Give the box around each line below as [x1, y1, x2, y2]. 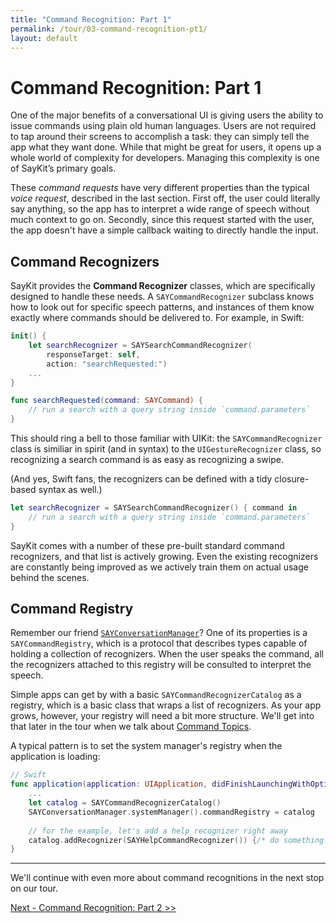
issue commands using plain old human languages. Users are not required [10, 120, 317, 132]
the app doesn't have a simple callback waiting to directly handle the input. [10, 224, 319, 236]
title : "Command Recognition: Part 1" [10, 14, 172, 25]
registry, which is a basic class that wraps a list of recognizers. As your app [10, 699, 322, 711]
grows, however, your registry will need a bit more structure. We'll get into [10, 710, 315, 722]
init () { [10, 331, 47, 341]
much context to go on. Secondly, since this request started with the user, [10, 214, 315, 226]
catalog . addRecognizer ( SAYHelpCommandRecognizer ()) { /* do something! [28, 835, 329, 845]
